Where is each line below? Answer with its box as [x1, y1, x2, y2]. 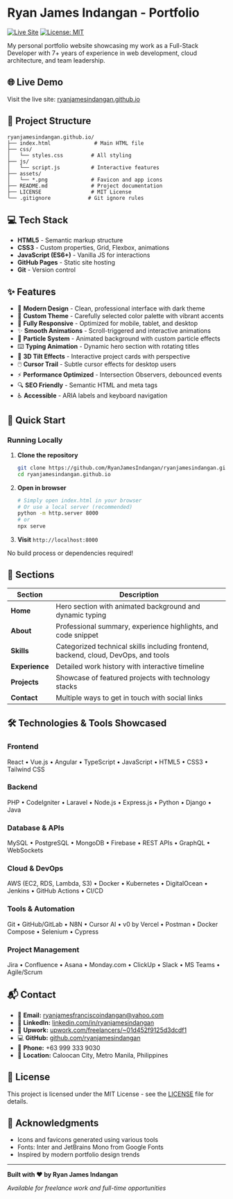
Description [119, 590, 159, 599]
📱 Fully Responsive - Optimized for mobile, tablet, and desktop [17, 319, 198, 328]
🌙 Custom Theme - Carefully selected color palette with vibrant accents [17, 312, 224, 320]
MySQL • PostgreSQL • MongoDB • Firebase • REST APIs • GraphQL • [7, 839, 210, 847]
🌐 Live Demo [7, 77, 64, 88]
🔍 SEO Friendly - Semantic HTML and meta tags [17, 381, 158, 389]
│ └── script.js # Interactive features [7, 164, 159, 171]
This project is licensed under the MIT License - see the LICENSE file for [7, 1090, 214, 1098]
